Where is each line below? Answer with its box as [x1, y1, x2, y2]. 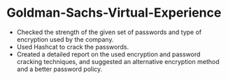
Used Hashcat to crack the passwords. [16, 42, 129, 51]
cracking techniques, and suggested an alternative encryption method [16, 57, 220, 65]
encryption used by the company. [16, 35, 114, 43]
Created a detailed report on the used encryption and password [16, 50, 201, 58]
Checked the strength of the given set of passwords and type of [16, 28, 202, 36]
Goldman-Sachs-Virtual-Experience [6, 5, 222, 21]
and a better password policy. [16, 65, 103, 73]
